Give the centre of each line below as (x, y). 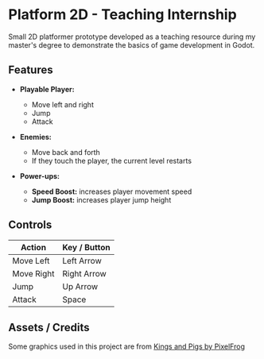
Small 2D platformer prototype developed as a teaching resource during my (132, 37)
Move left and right (62, 104)
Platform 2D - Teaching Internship (122, 15)
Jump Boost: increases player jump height (101, 199)
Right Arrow (85, 273)
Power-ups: (39, 176)
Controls (30, 225)
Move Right (33, 273)
